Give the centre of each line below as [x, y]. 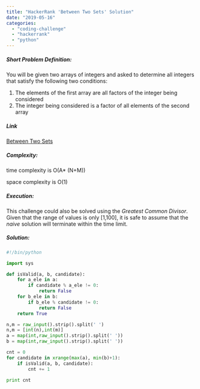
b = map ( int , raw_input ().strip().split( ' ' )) [65, 342]
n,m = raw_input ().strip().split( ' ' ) [55, 324]
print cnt [19, 380]
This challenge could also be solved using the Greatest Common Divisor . [97, 211]
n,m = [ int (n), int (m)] [35, 330]
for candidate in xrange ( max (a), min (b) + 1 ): [63, 358]
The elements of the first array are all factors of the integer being [96, 93]
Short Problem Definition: [39, 59]
